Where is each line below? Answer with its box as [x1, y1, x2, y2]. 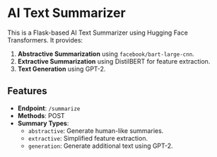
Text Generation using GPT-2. [17, 64, 106, 73]
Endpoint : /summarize [17, 104, 81, 112]
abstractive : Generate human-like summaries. [28, 126, 164, 135]
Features [7, 85, 47, 97]
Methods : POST [17, 111, 65, 120]
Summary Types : [17, 119, 69, 127]
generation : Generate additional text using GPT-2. [28, 141, 173, 150]
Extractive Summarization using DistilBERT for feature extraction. [17, 57, 211, 65]
